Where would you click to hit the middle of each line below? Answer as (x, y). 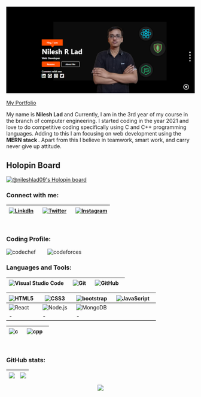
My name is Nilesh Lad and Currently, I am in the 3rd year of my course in (97, 115)
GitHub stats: (26, 360)
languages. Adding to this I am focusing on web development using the (94, 134)
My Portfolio (21, 103)
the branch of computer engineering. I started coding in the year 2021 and (98, 121)
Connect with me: (33, 196)
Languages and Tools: (39, 267)
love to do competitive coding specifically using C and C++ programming (96, 127)
